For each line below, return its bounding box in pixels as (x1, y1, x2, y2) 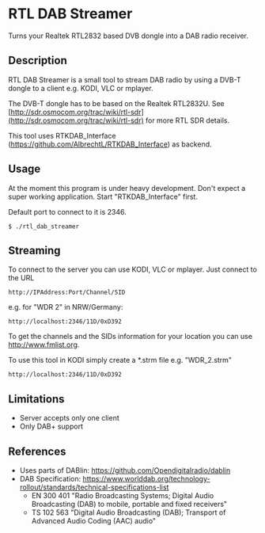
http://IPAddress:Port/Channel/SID (8, 288, 126, 297)
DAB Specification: (19, 474, 81, 483)
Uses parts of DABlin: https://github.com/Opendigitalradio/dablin (19, 466, 231, 475)
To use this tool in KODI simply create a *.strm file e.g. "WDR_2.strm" (8, 356, 232, 365)
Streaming (8, 243, 61, 257)
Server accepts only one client (19, 413, 120, 423)
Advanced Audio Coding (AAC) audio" (31, 516, 157, 525)
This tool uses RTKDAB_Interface (8, 131, 116, 140)
